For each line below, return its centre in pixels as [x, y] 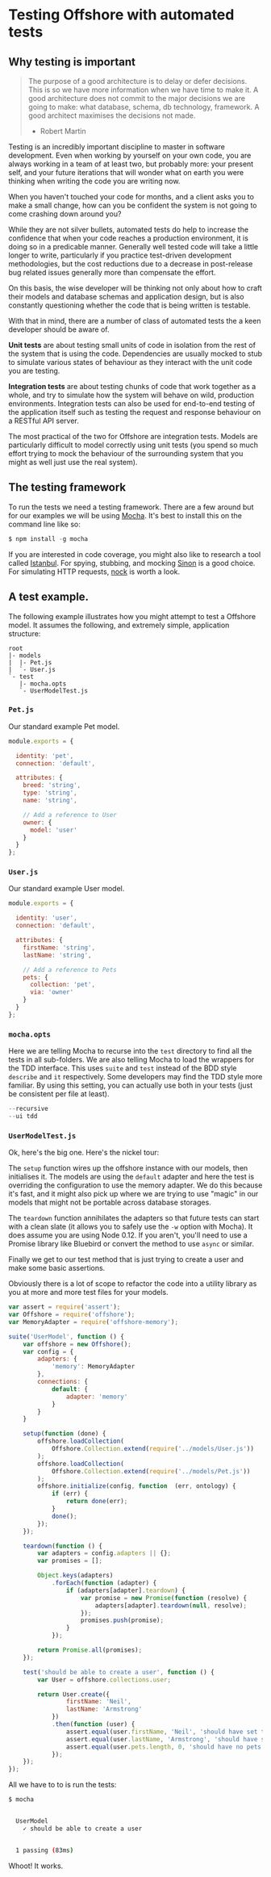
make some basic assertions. [57, 1268]
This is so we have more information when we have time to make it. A [143, 90]
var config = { [48, 1351]
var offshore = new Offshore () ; [77, 1344]
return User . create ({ [74, 1694]
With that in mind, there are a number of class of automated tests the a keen [135, 321]
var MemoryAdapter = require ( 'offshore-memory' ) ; [94, 1322]
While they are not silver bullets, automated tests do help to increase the [128, 229]
